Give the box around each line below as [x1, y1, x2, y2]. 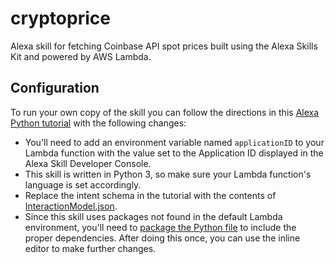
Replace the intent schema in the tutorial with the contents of [24, 189, 277, 201]
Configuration [10, 80, 100, 97]
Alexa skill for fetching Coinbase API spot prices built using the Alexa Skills [10, 40, 318, 52]
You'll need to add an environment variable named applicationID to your [24, 136, 325, 148]
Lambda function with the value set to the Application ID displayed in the [24, 147, 324, 159]
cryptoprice [10, 7, 111, 30]
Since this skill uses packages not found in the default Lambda [24, 210, 283, 222]
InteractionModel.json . [24, 200, 118, 212]
